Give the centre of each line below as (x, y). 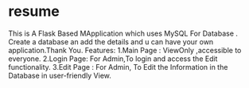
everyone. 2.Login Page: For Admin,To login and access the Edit (113, 59)
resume (34, 11)
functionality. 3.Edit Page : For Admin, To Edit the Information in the (118, 67)
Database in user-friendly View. (60, 75)
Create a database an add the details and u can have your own (111, 41)
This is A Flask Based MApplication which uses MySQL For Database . (123, 33)
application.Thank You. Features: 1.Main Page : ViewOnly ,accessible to (125, 50)
